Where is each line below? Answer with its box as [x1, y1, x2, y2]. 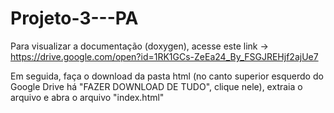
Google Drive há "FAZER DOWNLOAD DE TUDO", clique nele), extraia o [10, 80, 303, 92]
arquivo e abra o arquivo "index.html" [10, 91, 165, 103]
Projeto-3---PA [10, 7, 139, 30]
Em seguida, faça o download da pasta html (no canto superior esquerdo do [10, 70, 324, 82]
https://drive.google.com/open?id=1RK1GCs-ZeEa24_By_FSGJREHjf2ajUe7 [10, 50, 319, 62]
